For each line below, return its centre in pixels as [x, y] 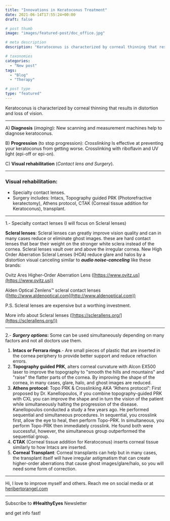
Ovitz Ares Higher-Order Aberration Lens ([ [50, 275]
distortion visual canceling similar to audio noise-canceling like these [78, 260]
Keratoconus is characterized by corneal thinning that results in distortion [82, 108]
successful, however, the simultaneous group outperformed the [79, 431]
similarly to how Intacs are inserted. [50, 447]
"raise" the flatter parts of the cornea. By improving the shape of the [84, 377]
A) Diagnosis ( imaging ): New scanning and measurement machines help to [84, 128]
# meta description [26, 43]
